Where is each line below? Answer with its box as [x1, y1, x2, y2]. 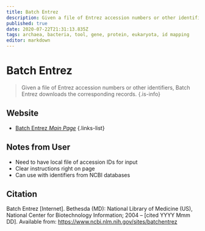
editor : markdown [6, 37, 51, 43]
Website [6, 108, 38, 119]
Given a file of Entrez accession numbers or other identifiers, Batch [21, 84, 190, 91]
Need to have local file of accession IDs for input [15, 158, 138, 166]
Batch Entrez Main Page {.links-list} [15, 124, 105, 131]
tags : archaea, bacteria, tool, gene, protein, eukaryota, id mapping [6, 32, 190, 38]
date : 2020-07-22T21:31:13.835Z [6, 26, 88, 32]
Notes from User [6, 142, 71, 153]
